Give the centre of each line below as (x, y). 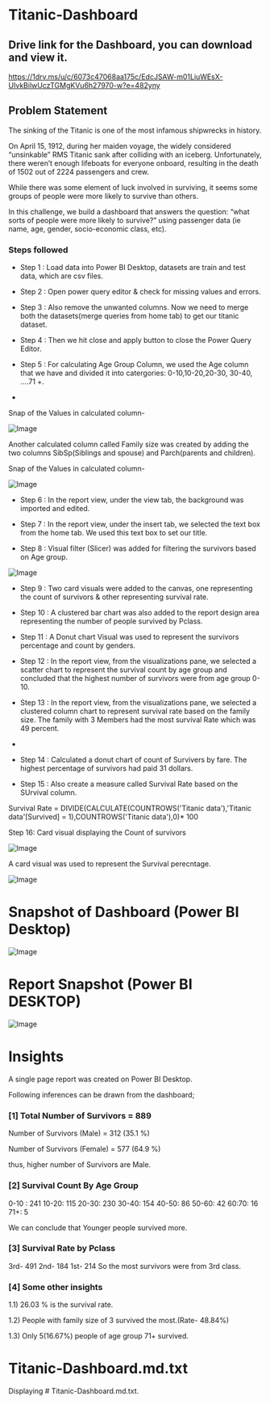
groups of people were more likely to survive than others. (104, 196)
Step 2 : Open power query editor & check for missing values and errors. (140, 292)
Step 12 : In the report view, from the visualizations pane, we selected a (138, 662)
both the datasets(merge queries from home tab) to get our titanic (129, 316)
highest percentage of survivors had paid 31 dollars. (106, 768)
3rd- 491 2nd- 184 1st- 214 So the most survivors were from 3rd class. (125, 1266)
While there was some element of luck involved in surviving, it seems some (133, 187)
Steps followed (38, 250)
